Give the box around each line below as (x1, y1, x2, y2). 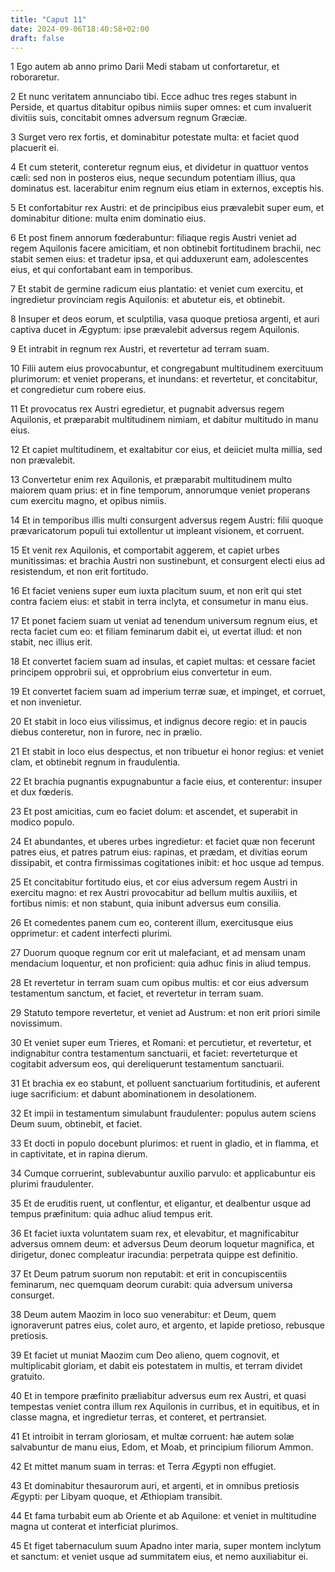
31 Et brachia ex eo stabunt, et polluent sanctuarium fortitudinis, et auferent (10, 1077, 321, 1090)
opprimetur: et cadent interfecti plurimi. (10, 927, 173, 940)
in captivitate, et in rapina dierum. (10, 1148, 148, 1160)
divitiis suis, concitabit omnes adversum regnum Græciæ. (10, 112, 248, 124)
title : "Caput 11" (10, 14, 87, 25)
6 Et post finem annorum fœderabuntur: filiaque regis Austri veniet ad (10, 232, 297, 244)
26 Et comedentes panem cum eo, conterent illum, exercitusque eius (10, 917, 294, 929)
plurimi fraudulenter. (10, 1178, 94, 1190)
